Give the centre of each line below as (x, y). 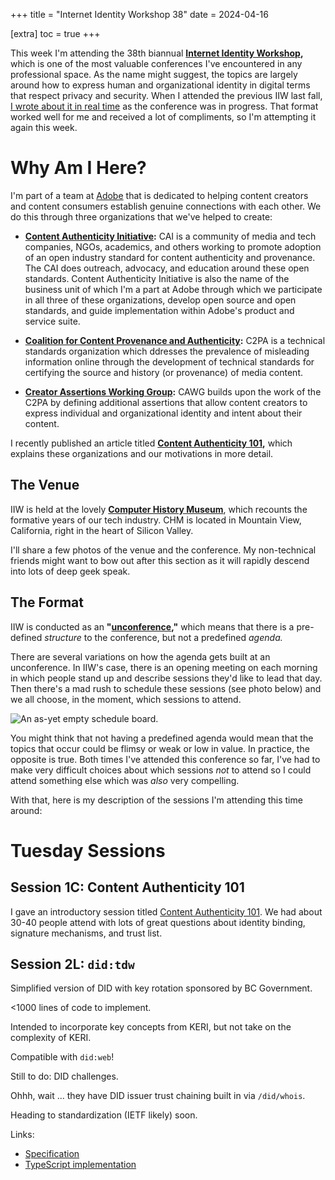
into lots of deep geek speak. (70, 571)
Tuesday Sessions (88, 850)
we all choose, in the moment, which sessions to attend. (126, 699)
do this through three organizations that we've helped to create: (141, 216)
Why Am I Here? (78, 168)
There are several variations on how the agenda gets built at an (140, 656)
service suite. (52, 321)
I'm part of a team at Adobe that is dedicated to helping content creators (159, 195)
